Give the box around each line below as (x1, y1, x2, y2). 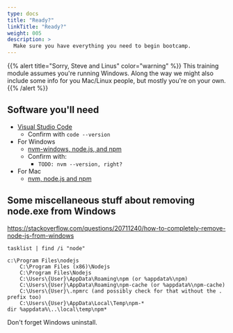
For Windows (17, 137, 56, 146)
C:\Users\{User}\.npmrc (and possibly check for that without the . (19, 287, 223, 295)
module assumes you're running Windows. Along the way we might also (7, 69, 214, 77)
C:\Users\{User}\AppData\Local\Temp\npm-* (19, 300, 145, 307)
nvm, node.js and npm (27, 174, 92, 183)
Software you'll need (7, 104, 99, 116)
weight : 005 (7, 29, 42, 37)
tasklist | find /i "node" (7, 245, 86, 251)
